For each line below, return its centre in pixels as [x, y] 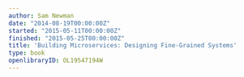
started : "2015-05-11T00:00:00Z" [65, 30]
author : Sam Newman [41, 16]
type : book [27, 53]
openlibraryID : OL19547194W [56, 61]
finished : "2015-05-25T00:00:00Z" [67, 38]
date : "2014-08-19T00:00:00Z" [60, 23]
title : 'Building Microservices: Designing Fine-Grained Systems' [123, 46]
